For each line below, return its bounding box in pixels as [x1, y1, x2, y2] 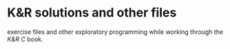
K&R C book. [7, 35, 43, 43]
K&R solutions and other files [7, 5, 177, 21]
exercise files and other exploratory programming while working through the [7, 28, 224, 36]
